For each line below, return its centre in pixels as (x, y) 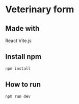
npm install (18, 68)
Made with (22, 28)
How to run (23, 85)
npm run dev (18, 96)
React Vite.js (18, 40)
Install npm (23, 57)
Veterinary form (40, 9)
